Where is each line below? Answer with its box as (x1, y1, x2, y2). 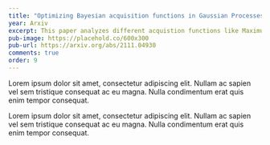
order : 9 (8, 57, 38, 65)
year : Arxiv (8, 19, 48, 27)
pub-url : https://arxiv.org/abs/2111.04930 (8, 42, 157, 50)
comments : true (8, 49, 59, 57)
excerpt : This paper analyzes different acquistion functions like (8, 26, 239, 34)
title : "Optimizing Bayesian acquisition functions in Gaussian (8, 11, 228, 20)
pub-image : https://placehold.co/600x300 (8, 34, 149, 42)
